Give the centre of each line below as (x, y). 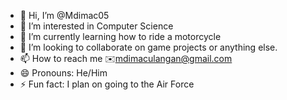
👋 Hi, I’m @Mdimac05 (64, 15)
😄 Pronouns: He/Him (63, 73)
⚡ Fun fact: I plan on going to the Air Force (107, 84)
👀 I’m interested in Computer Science (96, 26)
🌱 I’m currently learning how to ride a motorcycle (120, 36)
